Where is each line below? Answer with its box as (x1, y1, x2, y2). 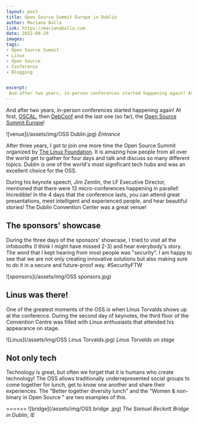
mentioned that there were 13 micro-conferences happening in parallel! (6, 185, 179, 192)
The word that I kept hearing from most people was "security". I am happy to (6, 249, 192, 256)
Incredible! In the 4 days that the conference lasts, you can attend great (6, 191, 180, 198)
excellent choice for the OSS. (6, 167, 77, 174)
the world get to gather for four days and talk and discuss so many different (6, 155, 190, 161)
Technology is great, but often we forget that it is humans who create (6, 368, 174, 376)
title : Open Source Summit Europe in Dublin (6, 14, 117, 20)
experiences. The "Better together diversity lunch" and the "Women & (6, 387, 176, 394)
